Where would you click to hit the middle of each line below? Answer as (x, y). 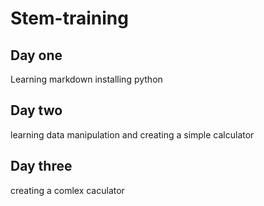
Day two (36, 110)
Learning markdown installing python (86, 79)
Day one (36, 55)
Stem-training (69, 18)
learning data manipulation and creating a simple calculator (132, 134)
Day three (41, 166)
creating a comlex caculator (67, 190)
